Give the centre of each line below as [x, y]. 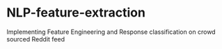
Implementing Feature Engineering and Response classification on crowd [111, 32]
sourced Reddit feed [36, 39]
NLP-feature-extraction [76, 13]
